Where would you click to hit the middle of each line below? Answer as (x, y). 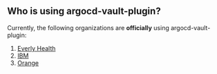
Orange (28, 63)
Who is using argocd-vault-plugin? (84, 11)
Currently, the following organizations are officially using (88, 27)
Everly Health (36, 48)
